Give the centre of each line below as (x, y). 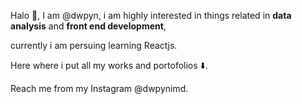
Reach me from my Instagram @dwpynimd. (99, 88)
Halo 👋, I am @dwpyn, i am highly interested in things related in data (151, 15)
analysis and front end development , (88, 26)
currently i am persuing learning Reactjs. (94, 45)
